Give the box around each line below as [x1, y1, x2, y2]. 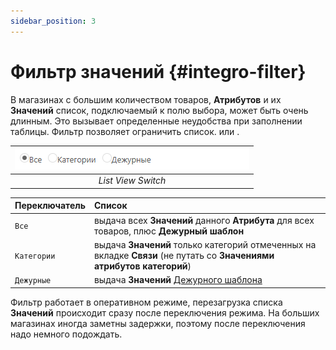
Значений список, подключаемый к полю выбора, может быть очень [10, 104, 309, 116]
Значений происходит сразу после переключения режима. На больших [10, 306, 320, 319]
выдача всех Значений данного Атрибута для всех [93, 214, 315, 226]
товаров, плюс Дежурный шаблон [93, 225, 245, 237]
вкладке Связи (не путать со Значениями [93, 249, 275, 261]
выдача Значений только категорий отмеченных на [93, 238, 317, 250]
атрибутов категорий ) [93, 260, 192, 272]
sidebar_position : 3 [10, 16, 97, 26]
